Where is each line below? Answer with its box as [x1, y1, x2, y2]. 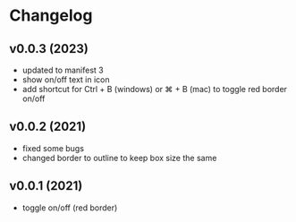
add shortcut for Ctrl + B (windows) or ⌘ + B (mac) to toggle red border [21, 84, 288, 94]
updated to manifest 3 [21, 64, 105, 75]
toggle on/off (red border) [21, 202, 118, 213]
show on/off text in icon [21, 74, 110, 85]
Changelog [9, 5, 93, 26]
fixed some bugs [21, 142, 85, 153]
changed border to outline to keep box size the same [21, 152, 217, 163]
